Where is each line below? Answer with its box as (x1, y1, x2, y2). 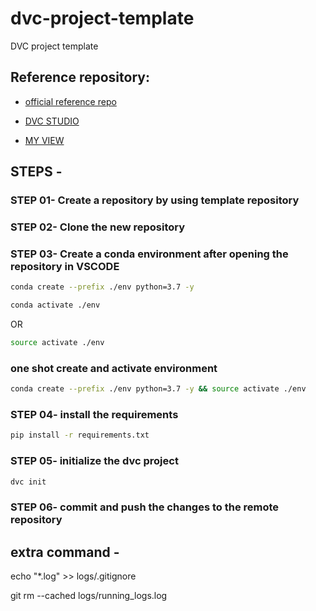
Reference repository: (10, 69, 150, 86)
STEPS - (10, 163, 63, 181)
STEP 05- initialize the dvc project (10, 454, 179, 468)
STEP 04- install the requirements (10, 408, 179, 421)
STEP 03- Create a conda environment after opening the (10, 247, 289, 261)
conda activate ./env (10, 300, 101, 311)
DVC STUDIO (24, 115, 80, 127)
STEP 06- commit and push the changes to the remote (10, 500, 280, 514)
